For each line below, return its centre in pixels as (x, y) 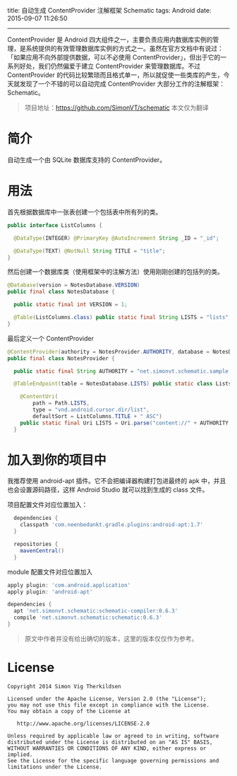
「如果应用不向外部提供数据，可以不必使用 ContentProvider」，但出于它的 (114, 57)
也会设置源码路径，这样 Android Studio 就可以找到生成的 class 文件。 (108, 490)
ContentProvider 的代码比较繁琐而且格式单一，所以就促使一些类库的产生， (115, 75)
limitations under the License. (55, 767)
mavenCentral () (42, 550)
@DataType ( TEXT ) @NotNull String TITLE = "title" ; (90, 251)
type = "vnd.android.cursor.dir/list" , (91, 410)
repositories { (36, 544)
